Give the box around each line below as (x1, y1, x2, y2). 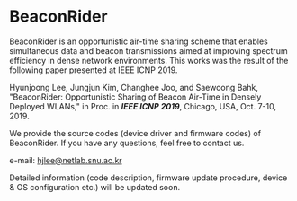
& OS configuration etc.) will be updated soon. (9, 181, 181, 192)
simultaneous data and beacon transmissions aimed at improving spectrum (9, 45, 288, 56)
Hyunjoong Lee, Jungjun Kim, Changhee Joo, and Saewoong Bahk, (9, 82, 259, 92)
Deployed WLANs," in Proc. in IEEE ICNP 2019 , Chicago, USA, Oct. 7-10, (9, 100, 277, 111)
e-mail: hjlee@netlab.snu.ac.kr (9, 154, 123, 165)
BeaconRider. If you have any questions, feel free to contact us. (9, 137, 245, 148)
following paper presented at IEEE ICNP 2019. (9, 65, 178, 75)
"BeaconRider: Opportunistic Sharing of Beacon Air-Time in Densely (9, 92, 262, 102)
